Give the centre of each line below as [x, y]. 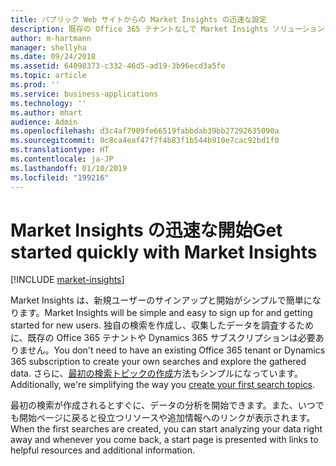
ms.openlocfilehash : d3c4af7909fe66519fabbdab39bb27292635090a [145, 131]
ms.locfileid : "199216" [60, 177]
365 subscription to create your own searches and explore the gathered [158, 362]
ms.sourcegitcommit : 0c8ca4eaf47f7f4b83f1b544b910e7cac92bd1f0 [145, 141]
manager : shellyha [48, 47]
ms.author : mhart [46, 112]
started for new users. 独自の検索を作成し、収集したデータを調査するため [162, 325]
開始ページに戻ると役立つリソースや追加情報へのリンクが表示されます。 [167, 418]
